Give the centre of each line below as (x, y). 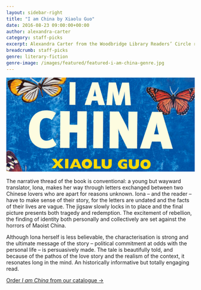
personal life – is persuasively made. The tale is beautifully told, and (90, 249)
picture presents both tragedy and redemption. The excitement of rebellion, (99, 212)
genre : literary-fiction (37, 57)
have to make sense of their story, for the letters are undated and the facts (98, 200)
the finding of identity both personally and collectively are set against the (96, 219)
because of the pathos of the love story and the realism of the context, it (95, 256)
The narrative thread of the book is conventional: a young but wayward (94, 181)
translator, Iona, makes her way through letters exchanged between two (95, 187)
